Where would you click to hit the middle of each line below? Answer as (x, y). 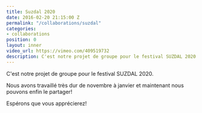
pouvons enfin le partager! (39, 91)
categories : (21, 29)
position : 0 (21, 40)
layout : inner (24, 46)
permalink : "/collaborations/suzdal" (54, 23)
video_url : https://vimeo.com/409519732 (58, 51)
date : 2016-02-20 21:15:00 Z (43, 17)
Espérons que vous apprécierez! (47, 103)
